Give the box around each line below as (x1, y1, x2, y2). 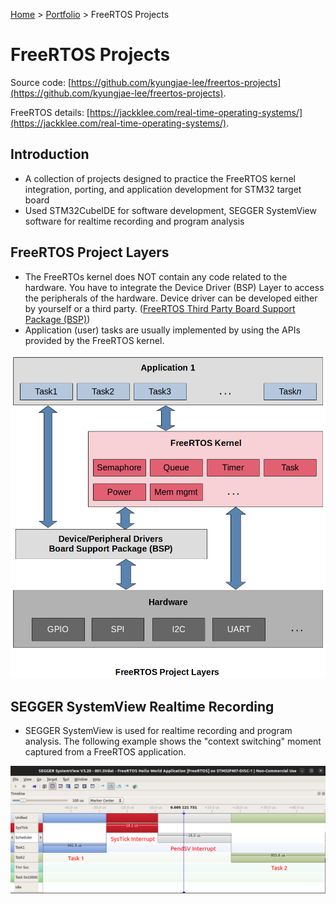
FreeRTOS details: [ (10, 106, 90, 118)
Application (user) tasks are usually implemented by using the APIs (24, 324, 301, 336)
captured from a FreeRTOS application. (24, 746, 187, 758)
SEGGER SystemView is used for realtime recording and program (24, 725, 293, 737)
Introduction (10, 146, 90, 163)
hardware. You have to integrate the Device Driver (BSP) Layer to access (24, 281, 325, 293)
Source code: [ (10, 76, 72, 88)
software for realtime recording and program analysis (24, 215, 245, 227)
